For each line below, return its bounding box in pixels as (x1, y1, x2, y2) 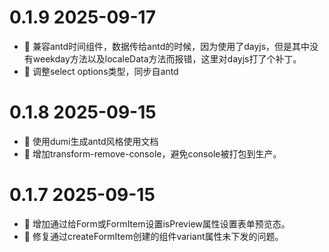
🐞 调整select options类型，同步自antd (23, 65, 179, 77)
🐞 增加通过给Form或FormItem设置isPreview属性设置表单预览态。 (23, 217, 291, 230)
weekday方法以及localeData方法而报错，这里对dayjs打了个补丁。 (32, 52, 302, 65)
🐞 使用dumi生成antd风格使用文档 (23, 135, 159, 147)
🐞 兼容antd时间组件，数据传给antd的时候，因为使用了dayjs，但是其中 (23, 40, 311, 52)
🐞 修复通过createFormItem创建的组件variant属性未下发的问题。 (23, 230, 284, 242)
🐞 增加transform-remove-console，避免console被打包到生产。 (23, 147, 282, 160)
